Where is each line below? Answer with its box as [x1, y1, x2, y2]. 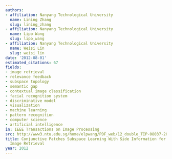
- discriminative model [5, 98, 56, 103]
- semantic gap [5, 84, 38, 89]
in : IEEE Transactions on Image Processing [5, 127, 100, 132]
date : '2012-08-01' [5, 55, 47, 61]
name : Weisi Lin [10, 46, 45, 51]
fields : [5, 65, 22, 70]
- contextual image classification [5, 88, 81, 94]
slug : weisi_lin [10, 50, 45, 55]
